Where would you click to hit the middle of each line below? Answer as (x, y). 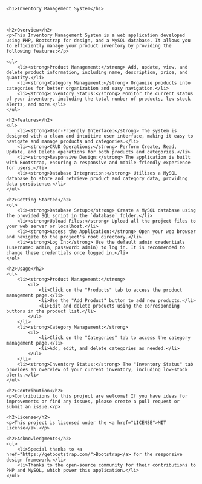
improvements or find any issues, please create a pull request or (93, 402)
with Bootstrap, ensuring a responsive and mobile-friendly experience (98, 163)
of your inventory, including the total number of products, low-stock (98, 99)
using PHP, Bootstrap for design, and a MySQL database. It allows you (98, 41)
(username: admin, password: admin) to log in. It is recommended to (96, 247)
